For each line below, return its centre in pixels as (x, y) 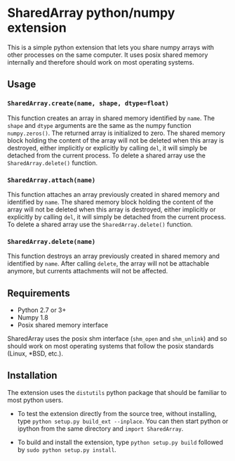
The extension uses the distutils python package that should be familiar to (117, 392)
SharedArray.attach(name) (52, 180)
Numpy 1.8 (33, 318)
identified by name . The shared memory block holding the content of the (110, 202)
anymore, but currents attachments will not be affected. (88, 271)
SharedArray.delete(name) (52, 241)
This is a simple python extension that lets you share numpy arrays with (111, 47)
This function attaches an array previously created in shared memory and (113, 194)
